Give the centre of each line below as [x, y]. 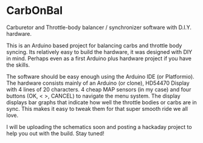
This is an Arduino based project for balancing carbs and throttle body [94, 45]
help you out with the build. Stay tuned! [55, 133]
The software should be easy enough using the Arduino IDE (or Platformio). [100, 76]
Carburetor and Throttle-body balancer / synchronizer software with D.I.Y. [99, 27]
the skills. [18, 65]
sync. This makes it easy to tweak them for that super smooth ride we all [97, 108]
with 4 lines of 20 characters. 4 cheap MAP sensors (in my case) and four [99, 89]
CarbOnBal [34, 11]
